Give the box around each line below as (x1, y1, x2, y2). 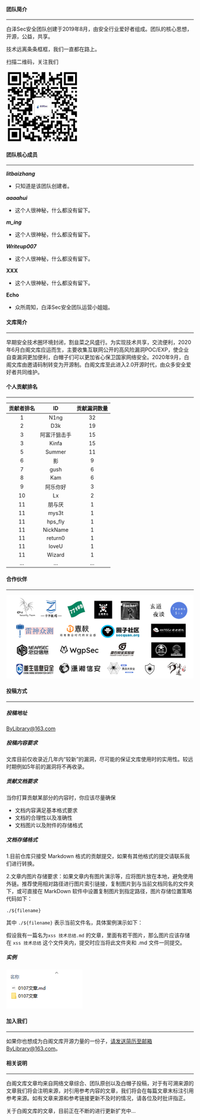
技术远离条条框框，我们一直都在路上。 (6, 45, 100, 53)
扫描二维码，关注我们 (6, 58, 58, 66)
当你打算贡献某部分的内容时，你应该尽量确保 (6, 794, 116, 801)
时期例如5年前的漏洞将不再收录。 (6, 763, 88, 770)
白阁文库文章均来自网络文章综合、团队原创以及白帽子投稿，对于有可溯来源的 (6, 1079, 194, 1087)
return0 (46, 535, 65, 542)
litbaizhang (6, 170, 36, 177)
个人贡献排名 (6, 383, 37, 390)
